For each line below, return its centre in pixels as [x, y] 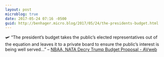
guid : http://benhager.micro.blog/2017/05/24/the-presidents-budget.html [82, 23]
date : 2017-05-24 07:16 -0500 [36, 19]
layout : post [18, 9]
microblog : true [22, 14]
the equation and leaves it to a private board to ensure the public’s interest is [82, 44]
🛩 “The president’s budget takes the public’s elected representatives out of [81, 38]
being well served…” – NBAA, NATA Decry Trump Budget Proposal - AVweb [81, 50]
